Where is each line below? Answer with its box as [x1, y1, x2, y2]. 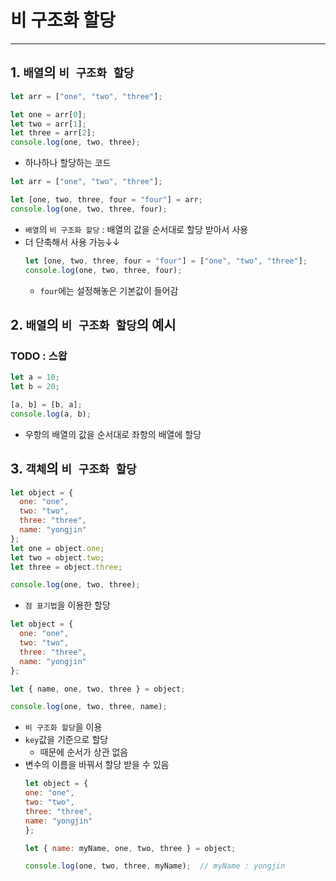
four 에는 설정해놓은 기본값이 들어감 [39, 284, 179, 296]
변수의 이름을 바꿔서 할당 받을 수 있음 [24, 759, 170, 771]
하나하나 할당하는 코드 [24, 157, 112, 169]
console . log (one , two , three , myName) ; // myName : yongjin [24, 861, 286, 871]
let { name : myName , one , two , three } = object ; [24, 843, 237, 853]
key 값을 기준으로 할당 [24, 734, 109, 746]
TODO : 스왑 [10, 349, 68, 363]
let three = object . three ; [10, 562, 123, 572]
